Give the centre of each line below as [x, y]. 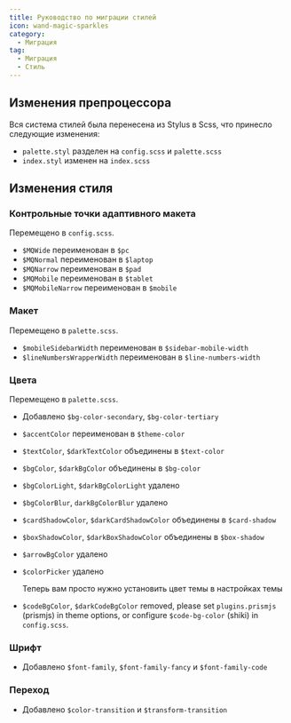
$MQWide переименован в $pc [76, 250]
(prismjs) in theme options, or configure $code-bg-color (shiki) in [140, 615]
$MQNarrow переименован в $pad [82, 269]
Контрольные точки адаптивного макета [103, 214]
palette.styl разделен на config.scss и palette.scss [122, 151]
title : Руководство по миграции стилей [83, 17]
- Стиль [31, 68]
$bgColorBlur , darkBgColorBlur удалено [95, 502]
